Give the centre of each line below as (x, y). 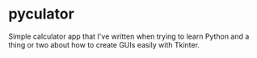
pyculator (41, 14)
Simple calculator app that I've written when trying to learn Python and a (129, 36)
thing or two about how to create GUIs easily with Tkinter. (104, 44)
